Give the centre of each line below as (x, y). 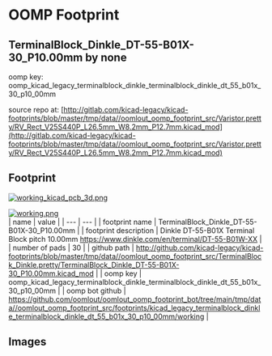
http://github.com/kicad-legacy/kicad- (200, 248)
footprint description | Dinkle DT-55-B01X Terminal (170, 230)
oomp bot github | (96, 290)
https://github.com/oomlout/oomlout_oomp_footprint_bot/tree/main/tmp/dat (135, 299)
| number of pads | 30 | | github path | (72, 248)
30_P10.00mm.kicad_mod (51, 273)
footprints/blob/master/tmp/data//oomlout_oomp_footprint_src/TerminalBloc (135, 256)
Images (28, 342)
